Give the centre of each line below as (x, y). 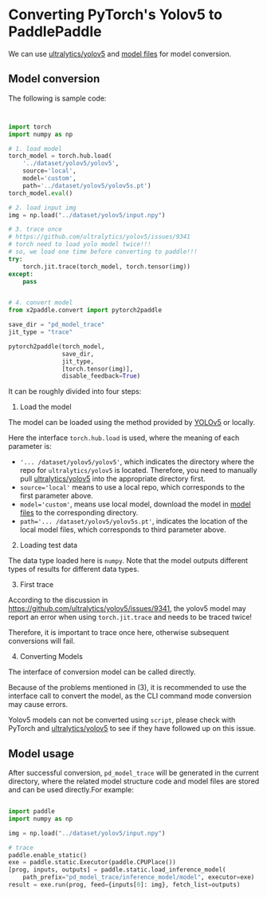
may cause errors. (38, 705)
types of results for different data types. (74, 570)
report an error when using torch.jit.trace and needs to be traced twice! (130, 617)
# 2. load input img (43, 208)
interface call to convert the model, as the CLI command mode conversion (130, 696)
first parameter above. (56, 496)
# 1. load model (35, 149)
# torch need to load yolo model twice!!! (80, 244)
